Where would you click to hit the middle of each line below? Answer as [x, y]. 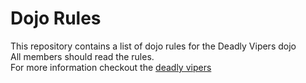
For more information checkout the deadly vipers [111, 67]
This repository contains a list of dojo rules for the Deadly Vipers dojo [153, 46]
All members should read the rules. [82, 56]
